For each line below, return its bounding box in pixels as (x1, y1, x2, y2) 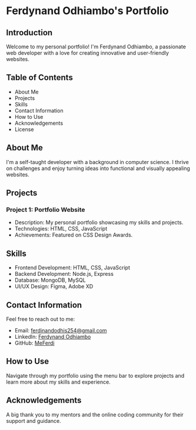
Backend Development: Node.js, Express (14, 271, 114, 278)
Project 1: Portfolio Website (6, 205, 85, 214)
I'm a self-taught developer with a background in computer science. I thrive (6, 158, 190, 165)
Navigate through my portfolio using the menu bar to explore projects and (6, 372, 184, 379)
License (14, 125, 34, 133)
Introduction (6, 28, 53, 38)
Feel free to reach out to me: (6, 315, 75, 322)
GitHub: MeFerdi (14, 339, 55, 346)
